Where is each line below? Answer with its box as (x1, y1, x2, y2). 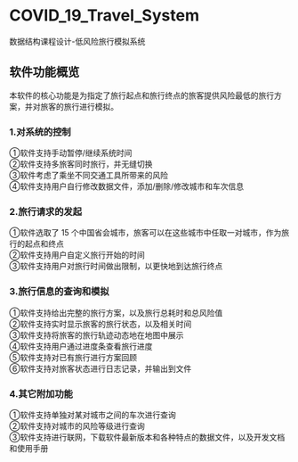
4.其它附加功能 (9, 387, 74, 400)
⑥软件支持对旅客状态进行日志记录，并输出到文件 (9, 363, 192, 374)
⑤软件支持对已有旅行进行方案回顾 (9, 351, 138, 362)
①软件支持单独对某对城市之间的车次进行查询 (9, 409, 176, 420)
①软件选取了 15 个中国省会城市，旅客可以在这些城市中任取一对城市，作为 (9, 227, 282, 238)
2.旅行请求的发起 (9, 205, 83, 218)
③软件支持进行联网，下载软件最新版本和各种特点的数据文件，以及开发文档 (9, 432, 286, 442)
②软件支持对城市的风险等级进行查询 (9, 420, 145, 431)
